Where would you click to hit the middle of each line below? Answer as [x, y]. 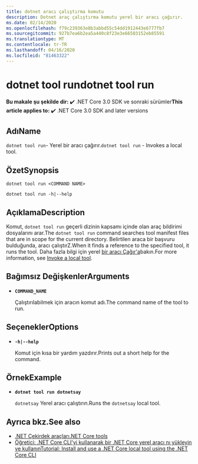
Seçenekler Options [42, 327]
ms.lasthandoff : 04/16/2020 [41, 50]
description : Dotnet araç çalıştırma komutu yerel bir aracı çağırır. [95, 17]
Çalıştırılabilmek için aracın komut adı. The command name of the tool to [101, 302]
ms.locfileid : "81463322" [38, 56]
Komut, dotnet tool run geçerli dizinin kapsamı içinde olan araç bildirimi [94, 226]
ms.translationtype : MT [35, 39]
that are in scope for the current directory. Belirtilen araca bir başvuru [90, 239]
